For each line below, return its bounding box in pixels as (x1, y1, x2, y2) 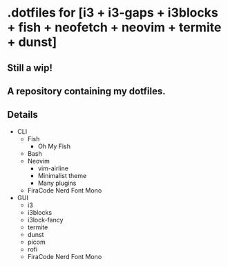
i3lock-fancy (27, 215, 64, 224)
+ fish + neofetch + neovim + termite (7, 19, 222, 35)
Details (7, 109, 38, 121)
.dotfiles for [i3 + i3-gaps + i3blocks (7, 5, 219, 21)
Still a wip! (7, 62, 53, 73)
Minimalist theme (37, 171, 87, 179)
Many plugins (37, 179, 77, 187)
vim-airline (37, 164, 69, 172)
